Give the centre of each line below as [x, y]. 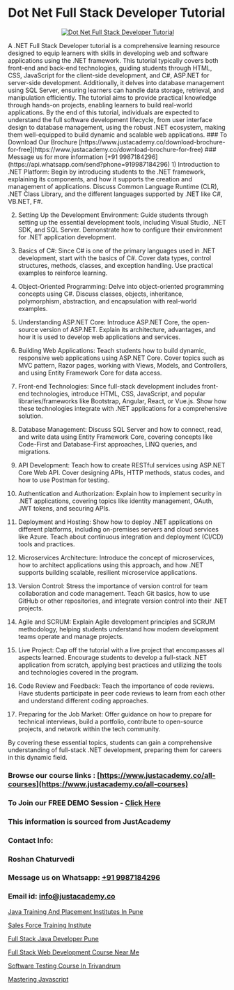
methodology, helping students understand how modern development [118, 629]
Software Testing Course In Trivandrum [64, 966]
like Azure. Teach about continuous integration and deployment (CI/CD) [120, 537]
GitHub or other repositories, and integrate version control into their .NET [123, 601]
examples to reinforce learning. [63, 273]
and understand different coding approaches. [83, 700]
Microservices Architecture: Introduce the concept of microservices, [116, 557]
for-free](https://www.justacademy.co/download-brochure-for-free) [106, 149]
